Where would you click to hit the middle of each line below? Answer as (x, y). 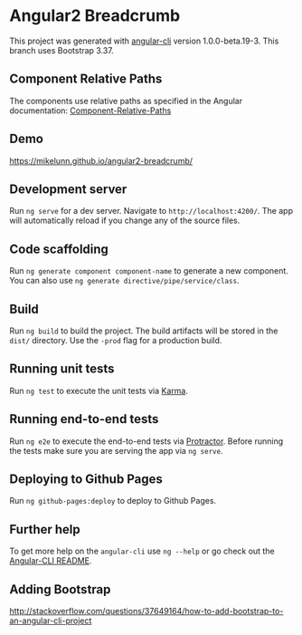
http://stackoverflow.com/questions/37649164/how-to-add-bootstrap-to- (146, 611)
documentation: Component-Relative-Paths (90, 111)
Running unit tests (62, 369)
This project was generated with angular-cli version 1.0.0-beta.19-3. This (144, 41)
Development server (68, 189)
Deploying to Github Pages (86, 480)
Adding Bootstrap (60, 589)
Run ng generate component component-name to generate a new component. (149, 271)
